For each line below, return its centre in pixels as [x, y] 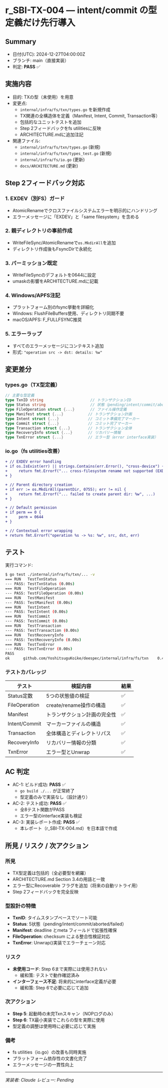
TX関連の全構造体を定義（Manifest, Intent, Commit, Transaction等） [90, 116]
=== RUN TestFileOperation [35, 589]
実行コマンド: [19, 565]
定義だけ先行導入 [40, 23]
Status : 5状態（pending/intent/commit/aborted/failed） [69, 924]
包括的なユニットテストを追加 [50, 122]
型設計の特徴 [21, 906]
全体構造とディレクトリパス [78, 733]
